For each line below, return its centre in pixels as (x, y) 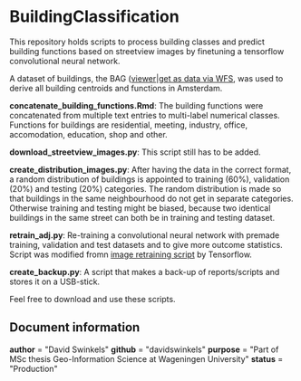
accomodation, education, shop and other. (88, 134)
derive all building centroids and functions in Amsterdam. (116, 88)
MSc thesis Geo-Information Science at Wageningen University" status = (146, 358)
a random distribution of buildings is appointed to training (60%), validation (150, 179)
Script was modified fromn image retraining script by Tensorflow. (131, 254)
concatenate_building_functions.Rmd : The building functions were (136, 105)
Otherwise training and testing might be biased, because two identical (140, 208)
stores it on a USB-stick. (55, 281)
